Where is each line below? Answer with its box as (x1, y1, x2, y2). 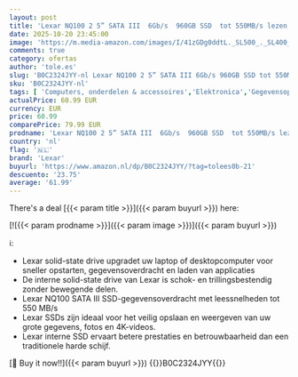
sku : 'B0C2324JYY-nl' (9, 79, 90, 88)
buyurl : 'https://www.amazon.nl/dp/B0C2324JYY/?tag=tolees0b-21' (9, 162, 255, 171)
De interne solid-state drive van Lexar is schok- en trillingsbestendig (21, 275, 272, 285)
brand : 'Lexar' (9, 153, 66, 163)
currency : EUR (9, 104, 62, 113)
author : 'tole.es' (9, 63, 77, 72)
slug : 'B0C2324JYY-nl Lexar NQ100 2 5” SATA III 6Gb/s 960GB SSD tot (9, 71, 272, 80)
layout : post (9, 12, 58, 22)
